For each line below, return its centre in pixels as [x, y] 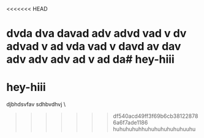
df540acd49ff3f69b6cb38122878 [156, 116]
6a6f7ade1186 [130, 123]
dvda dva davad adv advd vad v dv [96, 34]
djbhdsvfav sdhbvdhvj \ [36, 104]
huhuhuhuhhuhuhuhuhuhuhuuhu [154, 129]
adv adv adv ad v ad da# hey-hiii [90, 60]
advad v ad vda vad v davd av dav [94, 47]
